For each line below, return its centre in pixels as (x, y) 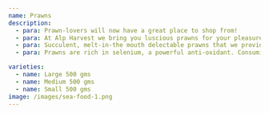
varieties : (26, 67)
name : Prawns (30, 16)
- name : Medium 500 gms (55, 82)
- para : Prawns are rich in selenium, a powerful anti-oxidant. (125, 53)
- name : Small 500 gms (53, 89)
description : (30, 23)
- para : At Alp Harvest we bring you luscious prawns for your (123, 38)
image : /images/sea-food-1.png (60, 96)
